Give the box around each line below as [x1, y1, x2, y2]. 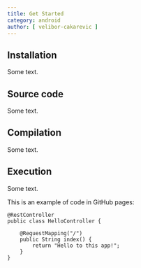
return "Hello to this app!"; [32, 242, 120, 249]
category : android [7, 17, 61, 24]
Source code [7, 88, 64, 100]
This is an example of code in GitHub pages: [7, 197, 135, 206]
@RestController [7, 211, 54, 218]
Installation [7, 49, 57, 61]
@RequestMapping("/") [20, 230, 82, 237]
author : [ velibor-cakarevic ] [7, 23, 98, 30]
